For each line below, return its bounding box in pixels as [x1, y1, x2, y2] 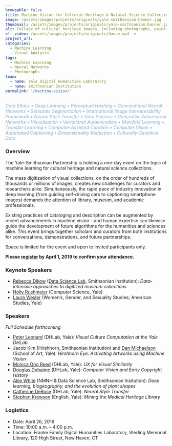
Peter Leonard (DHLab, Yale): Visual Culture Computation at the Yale [12, 334, 158, 341]
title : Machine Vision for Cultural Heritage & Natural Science [5, 12, 145, 17]
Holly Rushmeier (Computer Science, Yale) [12, 289, 103, 295]
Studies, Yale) [12, 300, 42, 306]
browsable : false [5, 7, 42, 13]
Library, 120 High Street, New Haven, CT [12, 435, 98, 441]
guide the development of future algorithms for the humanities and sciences [5, 223, 166, 229]
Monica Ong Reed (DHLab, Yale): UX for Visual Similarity [12, 362, 133, 368]
